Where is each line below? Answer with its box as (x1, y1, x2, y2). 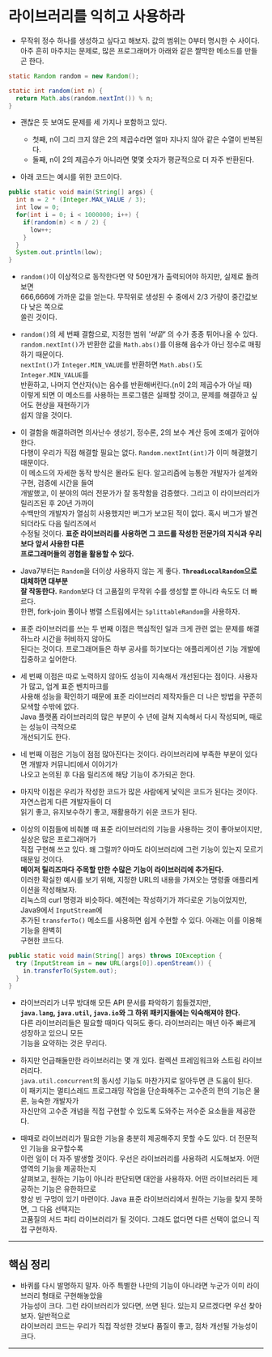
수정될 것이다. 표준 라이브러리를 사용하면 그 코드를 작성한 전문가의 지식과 (19, 529, 248, 538)
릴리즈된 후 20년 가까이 (19, 499, 95, 508)
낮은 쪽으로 (28, 302, 64, 312)
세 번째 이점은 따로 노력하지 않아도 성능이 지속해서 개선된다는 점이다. (19, 671, 236, 681)
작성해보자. (41, 885, 77, 895)
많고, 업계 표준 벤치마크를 (28, 682, 109, 691)
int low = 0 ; (15, 203, 60, 211)
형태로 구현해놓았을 (41, 1291, 104, 1300)
